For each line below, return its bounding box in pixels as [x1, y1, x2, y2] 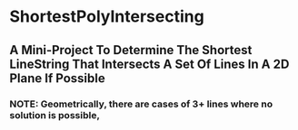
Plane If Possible [9, 70, 106, 86]
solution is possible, [9, 108, 100, 121]
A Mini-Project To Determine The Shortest [9, 42, 253, 58]
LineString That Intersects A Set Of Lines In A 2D [9, 56, 290, 71]
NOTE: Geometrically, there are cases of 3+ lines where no [9, 97, 273, 110]
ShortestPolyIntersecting [9, 6, 204, 27]
